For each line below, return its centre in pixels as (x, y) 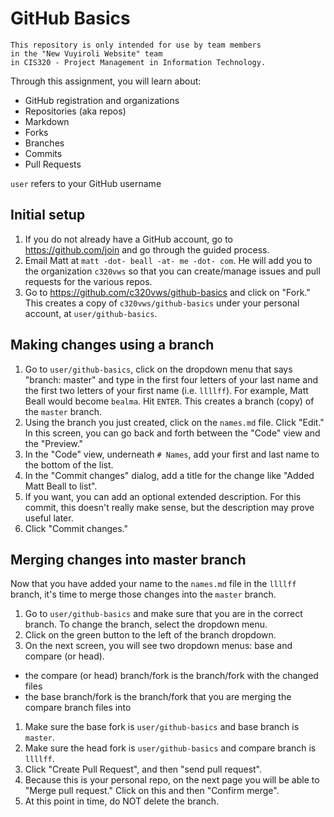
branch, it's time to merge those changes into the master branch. (143, 594)
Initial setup (48, 215)
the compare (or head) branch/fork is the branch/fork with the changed (171, 676)
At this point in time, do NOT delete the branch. (122, 801)
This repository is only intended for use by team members (136, 45)
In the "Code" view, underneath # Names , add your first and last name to (172, 454)
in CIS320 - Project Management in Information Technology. (138, 62)
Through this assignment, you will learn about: (106, 81)
